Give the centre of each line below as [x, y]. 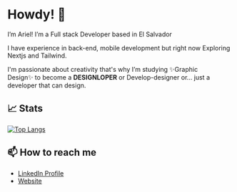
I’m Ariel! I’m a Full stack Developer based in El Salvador [90, 34]
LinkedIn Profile [41, 173]
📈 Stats [25, 108]
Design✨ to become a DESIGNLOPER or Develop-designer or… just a [109, 77]
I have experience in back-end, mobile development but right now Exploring [119, 48]
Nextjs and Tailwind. [37, 55]
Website [30, 181]
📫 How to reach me [52, 153]
